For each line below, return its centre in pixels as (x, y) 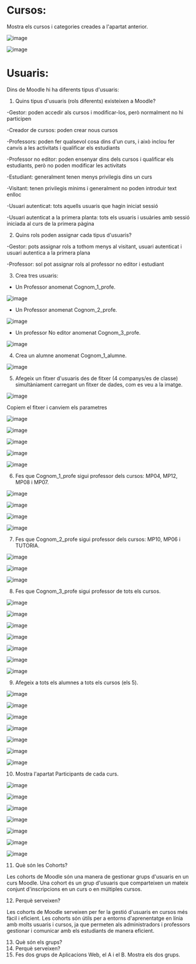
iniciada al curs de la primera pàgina (50, 223)
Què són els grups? (39, 942)
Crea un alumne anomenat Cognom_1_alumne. (71, 355)
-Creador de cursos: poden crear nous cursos (62, 130)
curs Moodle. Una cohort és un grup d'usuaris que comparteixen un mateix (97, 883)
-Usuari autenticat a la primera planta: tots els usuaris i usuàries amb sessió (98, 217)
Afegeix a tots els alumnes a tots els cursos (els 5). (77, 682)
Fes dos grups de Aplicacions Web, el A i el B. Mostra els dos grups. (98, 955)
